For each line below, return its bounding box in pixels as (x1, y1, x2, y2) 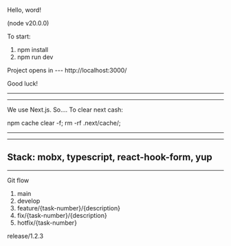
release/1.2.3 (7, 232, 43, 240)
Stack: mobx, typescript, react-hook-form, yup (7, 151, 212, 163)
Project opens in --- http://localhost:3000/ (7, 66, 127, 74)
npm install (16, 46, 49, 53)
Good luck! (7, 79, 38, 88)
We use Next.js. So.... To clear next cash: (7, 106, 124, 114)
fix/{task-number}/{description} (16, 211, 108, 219)
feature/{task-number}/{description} (16, 204, 120, 212)
